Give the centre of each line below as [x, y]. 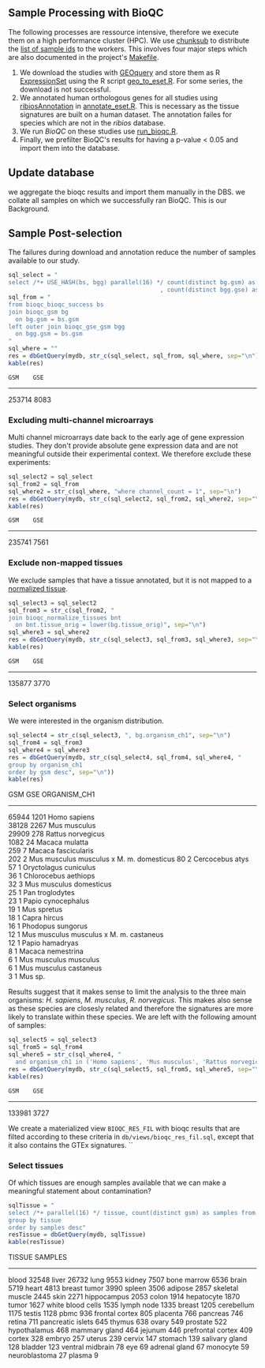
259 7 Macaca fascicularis [51, 851]
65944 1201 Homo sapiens [51, 817]
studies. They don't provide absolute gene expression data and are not [123, 446]
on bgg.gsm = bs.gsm [49, 334]
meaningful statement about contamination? [80, 1190]
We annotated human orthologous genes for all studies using [119, 97]
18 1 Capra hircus [36, 918]
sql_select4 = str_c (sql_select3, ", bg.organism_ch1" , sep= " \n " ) [119, 736]
